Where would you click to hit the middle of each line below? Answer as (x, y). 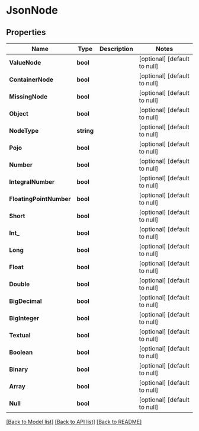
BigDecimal (26, 301)
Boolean (21, 352)
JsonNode (32, 10)
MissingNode (28, 97)
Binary (19, 369)
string (85, 131)
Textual (20, 335)
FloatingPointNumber (40, 199)
